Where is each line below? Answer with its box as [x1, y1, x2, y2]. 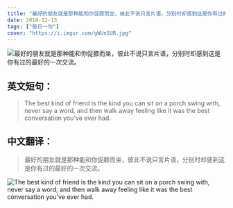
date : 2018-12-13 [7, 17, 58, 24]
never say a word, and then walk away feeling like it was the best [24, 107, 210, 115]
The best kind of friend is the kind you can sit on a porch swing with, [24, 99, 221, 107]
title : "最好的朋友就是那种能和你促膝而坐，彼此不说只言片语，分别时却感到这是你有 [7, 10, 218, 17]
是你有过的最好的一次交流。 [24, 164, 104, 172]
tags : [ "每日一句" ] [7, 23, 60, 30]
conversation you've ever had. [24, 114, 111, 122]
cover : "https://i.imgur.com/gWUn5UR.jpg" [7, 29, 132, 37]
